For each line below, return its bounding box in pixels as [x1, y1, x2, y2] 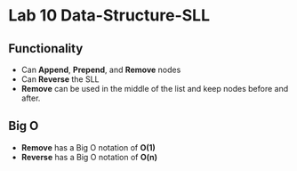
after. [20, 93, 41, 103]
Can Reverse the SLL [20, 74, 100, 85]
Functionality [8, 41, 84, 56]
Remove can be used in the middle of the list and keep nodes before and [20, 84, 289, 94]
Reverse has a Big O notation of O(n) [20, 151, 157, 162]
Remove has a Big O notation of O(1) [20, 142, 157, 152]
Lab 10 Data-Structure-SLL [8, 5, 211, 26]
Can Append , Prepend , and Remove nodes [20, 64, 181, 75]
